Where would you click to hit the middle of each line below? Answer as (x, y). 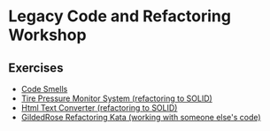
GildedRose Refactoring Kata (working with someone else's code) (141, 117)
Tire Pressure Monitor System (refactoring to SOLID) (117, 98)
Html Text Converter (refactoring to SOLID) (99, 108)
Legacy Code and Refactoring (120, 16)
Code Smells (44, 89)
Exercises (36, 68)
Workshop (47, 35)
